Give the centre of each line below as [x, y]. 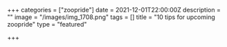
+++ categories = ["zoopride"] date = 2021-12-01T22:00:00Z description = [114, 10]
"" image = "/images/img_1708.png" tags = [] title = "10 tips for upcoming [111, 17]
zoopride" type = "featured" [47, 24]
